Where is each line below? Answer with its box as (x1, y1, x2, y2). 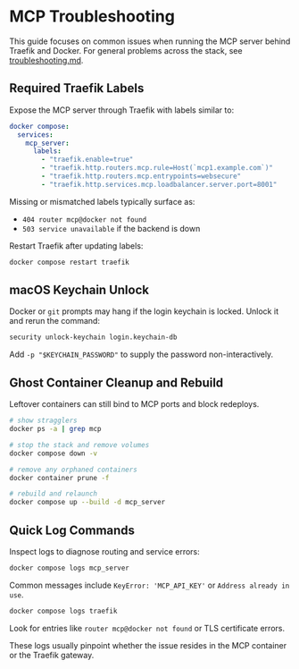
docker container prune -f (9, 473, 110, 482)
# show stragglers (9, 416, 78, 426)
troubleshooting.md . (9, 55, 84, 65)
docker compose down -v (9, 449, 98, 458)
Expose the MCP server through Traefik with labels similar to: (9, 105, 235, 115)
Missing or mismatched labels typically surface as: (9, 196, 195, 207)
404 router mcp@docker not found (21, 215, 147, 224)
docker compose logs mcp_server (9, 563, 129, 572)
